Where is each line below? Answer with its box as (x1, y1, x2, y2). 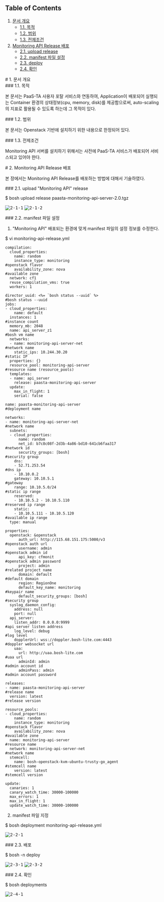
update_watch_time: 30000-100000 (9, 803, 79, 808)
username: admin (18, 545, 52, 551)
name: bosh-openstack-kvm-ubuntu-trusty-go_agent (14, 759, 119, 764)
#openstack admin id (5, 550, 48, 555)
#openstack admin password (5, 559, 61, 564)
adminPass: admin (18, 667, 55, 673)
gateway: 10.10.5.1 (14, 476, 55, 481)
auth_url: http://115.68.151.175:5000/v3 (18, 537, 106, 542)
